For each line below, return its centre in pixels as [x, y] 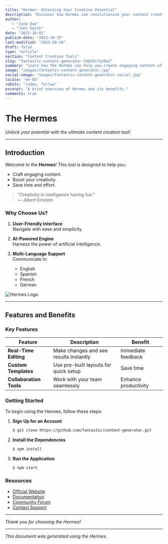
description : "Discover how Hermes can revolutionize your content [77, 15]
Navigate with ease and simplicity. [48, 229]
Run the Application [33, 459]
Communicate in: [30, 259]
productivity [135, 386]
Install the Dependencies [39, 440]
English [27, 269]
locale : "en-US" [22, 80]
